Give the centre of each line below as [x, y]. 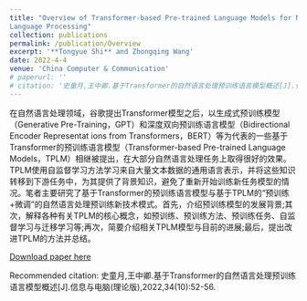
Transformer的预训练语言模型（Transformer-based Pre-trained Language [148, 147]
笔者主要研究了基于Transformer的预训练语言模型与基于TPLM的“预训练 [158, 192]
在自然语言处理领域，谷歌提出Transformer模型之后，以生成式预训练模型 [145, 113]
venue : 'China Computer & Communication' [90, 69]
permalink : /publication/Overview [75, 43]
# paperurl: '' [38, 78]
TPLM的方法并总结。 [56, 238]
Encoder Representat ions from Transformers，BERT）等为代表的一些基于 [149, 135]
